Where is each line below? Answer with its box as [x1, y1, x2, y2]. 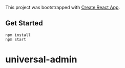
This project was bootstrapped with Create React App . [5, 5, 120, 10]
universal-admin [5, 54, 77, 65]
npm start [5, 37, 27, 42]
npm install [5, 32, 31, 38]
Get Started [5, 19, 43, 27]
